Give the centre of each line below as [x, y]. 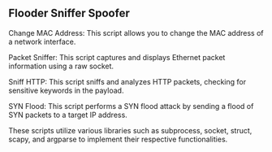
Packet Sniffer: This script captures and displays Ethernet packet [117, 57]
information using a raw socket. [61, 66]
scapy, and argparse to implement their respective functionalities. [118, 139]
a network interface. [42, 41]
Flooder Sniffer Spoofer [69, 13]
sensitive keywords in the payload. [66, 90]
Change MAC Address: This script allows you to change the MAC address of [136, 33]
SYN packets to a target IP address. [68, 115]
